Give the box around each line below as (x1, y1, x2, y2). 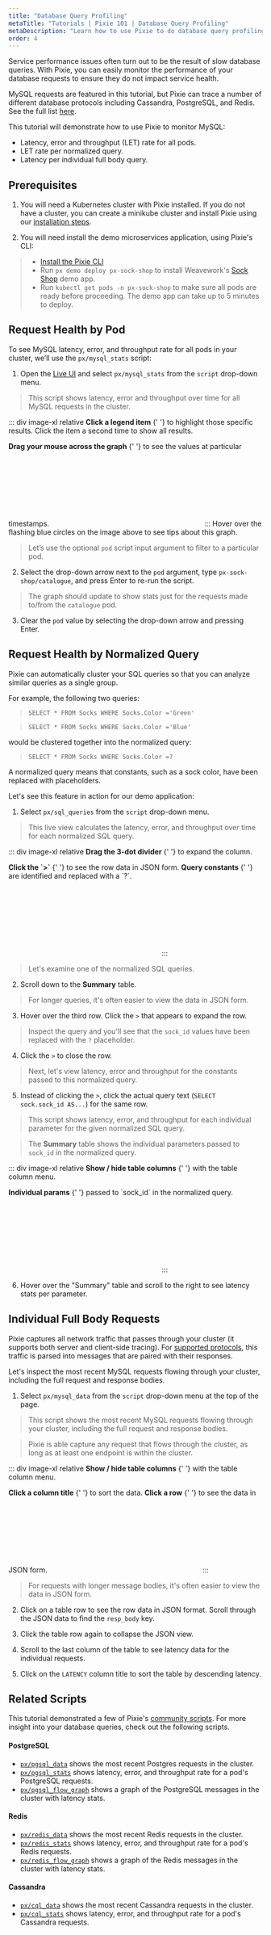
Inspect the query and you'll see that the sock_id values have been (27, 1026, 251, 1036)
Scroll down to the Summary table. (19, 979, 137, 989)
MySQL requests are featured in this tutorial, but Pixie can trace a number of (8, 90, 262, 99)
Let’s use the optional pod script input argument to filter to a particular (27, 543, 260, 552)
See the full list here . (8, 107, 77, 116)
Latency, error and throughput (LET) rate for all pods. (19, 138, 197, 148)
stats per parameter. (19, 1289, 88, 1299)
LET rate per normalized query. (19, 146, 123, 156)
